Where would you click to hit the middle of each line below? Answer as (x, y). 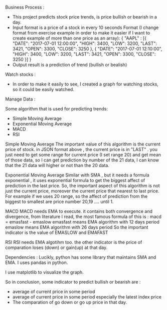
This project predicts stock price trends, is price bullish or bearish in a (85, 17)
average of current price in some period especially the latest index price (87, 297)
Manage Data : (20, 99)
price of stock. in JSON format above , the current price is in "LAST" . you (81, 149)
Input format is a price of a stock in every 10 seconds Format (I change (86, 27)
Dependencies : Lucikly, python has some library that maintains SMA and (81, 257)
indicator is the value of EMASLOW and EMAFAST (57, 232)
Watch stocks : (21, 74)
